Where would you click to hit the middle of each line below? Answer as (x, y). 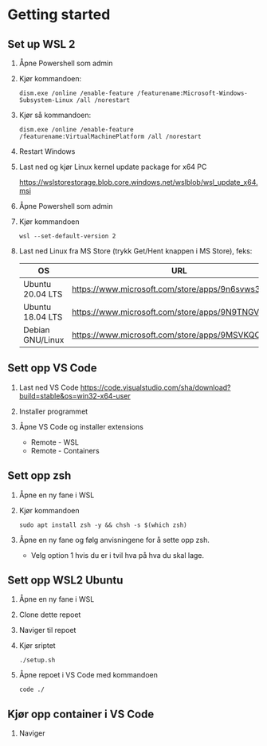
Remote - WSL (55, 442)
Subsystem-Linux (46, 100)
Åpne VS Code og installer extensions (81, 426)
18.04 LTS (43, 317)
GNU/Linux (43, 340)
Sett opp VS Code (52, 368)
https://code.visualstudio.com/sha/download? (156, 387)
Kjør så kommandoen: (55, 115)
